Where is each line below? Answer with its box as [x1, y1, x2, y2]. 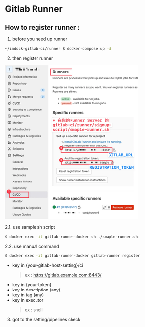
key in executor [12, 297, 44, 303]
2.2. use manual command [5, 243, 59, 249]
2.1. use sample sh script [5, 224, 55, 230]
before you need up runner [12, 36, 68, 42]
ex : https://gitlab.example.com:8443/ [24, 272, 102, 278]
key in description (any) [12, 287, 61, 292]
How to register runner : [5, 23, 80, 32]
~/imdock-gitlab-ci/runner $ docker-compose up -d [5, 46, 111, 51]
